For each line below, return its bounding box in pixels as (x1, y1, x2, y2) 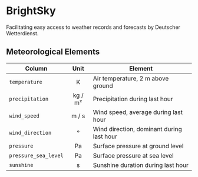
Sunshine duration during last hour (93, 161, 189, 169)
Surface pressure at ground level (93, 142, 184, 150)
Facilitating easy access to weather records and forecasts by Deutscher (6, 24, 181, 31)
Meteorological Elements (6, 47, 100, 57)
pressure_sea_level (9, 152, 64, 159)
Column (25, 64, 48, 72)
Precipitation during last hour (93, 95, 173, 103)
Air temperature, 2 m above (93, 74, 169, 82)
